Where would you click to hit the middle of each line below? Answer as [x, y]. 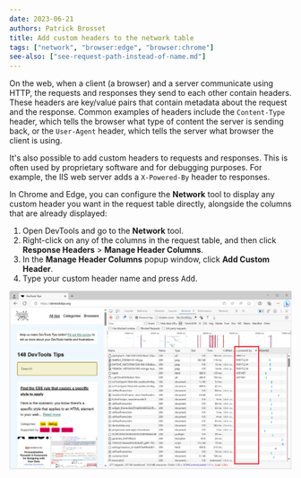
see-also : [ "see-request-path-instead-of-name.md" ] [107, 57]
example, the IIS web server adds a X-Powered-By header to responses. [140, 177]
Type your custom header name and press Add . [110, 279]
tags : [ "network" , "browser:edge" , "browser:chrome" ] [112, 48]
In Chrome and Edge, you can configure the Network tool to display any [142, 195]
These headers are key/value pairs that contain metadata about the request [148, 102]
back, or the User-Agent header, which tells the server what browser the [142, 131]
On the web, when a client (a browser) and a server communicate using [142, 83]
